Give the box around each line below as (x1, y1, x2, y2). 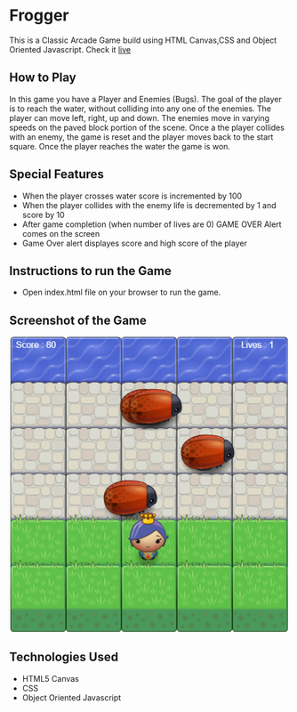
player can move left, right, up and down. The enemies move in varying (9, 112, 269, 123)
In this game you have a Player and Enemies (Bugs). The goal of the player (9, 93, 283, 104)
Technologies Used (9, 650, 118, 665)
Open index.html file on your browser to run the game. (21, 287, 221, 298)
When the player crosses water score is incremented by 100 (21, 190, 243, 201)
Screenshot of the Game (9, 312, 147, 328)
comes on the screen (21, 228, 100, 239)
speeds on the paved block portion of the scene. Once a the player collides (9, 122, 285, 133)
